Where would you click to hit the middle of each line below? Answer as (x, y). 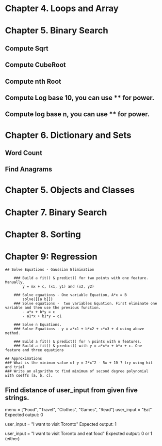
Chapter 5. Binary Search (57, 31)
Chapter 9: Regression (51, 257)
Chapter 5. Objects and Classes (70, 190)
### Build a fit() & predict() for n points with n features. (78, 341)
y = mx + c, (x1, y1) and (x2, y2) (58, 286)
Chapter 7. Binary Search (56, 212)
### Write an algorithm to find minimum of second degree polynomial (77, 371)
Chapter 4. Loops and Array (62, 8)
